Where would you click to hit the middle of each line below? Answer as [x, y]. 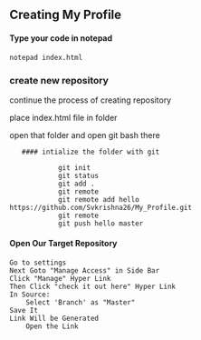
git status [78, 175]
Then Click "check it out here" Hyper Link [93, 287]
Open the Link [52, 326]
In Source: [30, 295]
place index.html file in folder [63, 117]
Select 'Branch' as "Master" [81, 303]
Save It [24, 311]
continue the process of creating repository [91, 100]
